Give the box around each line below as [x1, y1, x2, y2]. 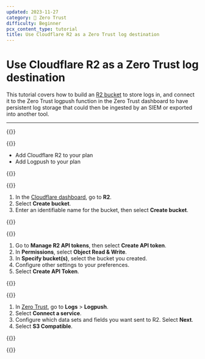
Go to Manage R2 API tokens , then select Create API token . [15, 242, 167, 249]
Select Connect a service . [15, 310, 82, 317]
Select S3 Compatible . [15, 322, 73, 330]
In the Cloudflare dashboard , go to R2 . [15, 193, 112, 201]
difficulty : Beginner [6, 20, 62, 26]
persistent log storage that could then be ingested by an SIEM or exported [6, 104, 193, 112]
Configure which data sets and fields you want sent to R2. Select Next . [15, 316, 193, 324]
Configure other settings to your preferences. [15, 261, 130, 269]
